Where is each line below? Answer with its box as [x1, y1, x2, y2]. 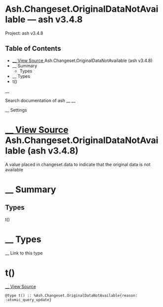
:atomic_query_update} [5, 297, 52, 302]
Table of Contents [5, 44, 62, 53]
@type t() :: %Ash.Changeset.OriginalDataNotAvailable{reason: [5, 293, 138, 298]
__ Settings [5, 107, 27, 113]
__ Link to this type [5, 250, 43, 256]
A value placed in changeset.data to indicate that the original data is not [5, 161, 151, 167]
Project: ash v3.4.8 [5, 30, 43, 36]
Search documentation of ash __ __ [5, 97, 75, 103]
